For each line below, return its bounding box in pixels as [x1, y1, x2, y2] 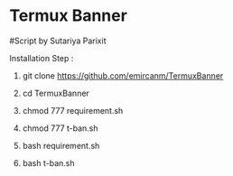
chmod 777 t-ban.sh [22, 123, 98, 134]
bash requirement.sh [22, 140, 100, 151]
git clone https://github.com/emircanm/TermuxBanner [22, 69, 224, 81]
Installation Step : [9, 52, 74, 63]
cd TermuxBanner [22, 88, 90, 98]
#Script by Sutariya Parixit [9, 35, 107, 46]
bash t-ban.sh [22, 157, 75, 168]
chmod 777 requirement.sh [22, 105, 124, 116]
